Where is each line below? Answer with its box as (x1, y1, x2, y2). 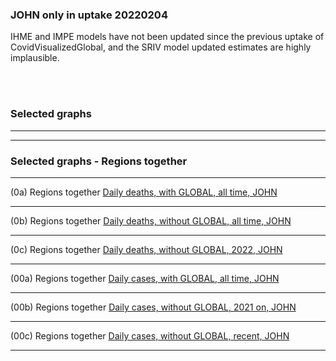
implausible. (10, 52, 60, 64)
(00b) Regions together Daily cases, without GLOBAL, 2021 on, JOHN (10, 301, 297, 313)
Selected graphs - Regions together (10, 154, 188, 168)
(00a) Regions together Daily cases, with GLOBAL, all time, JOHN (10, 272, 280, 284)
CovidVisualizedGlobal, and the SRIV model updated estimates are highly (10, 41, 312, 53)
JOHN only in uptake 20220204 (10, 8, 168, 22)
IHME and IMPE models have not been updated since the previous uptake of (10, 31, 325, 43)
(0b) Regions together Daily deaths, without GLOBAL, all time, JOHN (10, 214, 292, 227)
